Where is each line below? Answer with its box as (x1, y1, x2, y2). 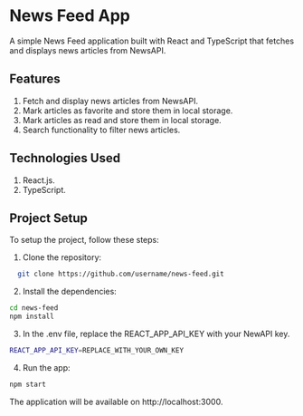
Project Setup (9, 210, 89, 226)
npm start (9, 380, 47, 389)
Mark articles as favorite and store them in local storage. (22, 105, 233, 116)
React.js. (22, 174, 56, 186)
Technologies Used (9, 150, 120, 166)
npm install (9, 312, 54, 322)
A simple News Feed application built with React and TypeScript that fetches (9, 35, 295, 46)
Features (9, 72, 61, 87)
